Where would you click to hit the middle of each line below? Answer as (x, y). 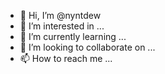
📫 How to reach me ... (66, 58)
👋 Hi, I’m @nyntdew (60, 15)
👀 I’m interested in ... (62, 26)
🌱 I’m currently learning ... (73, 36)
